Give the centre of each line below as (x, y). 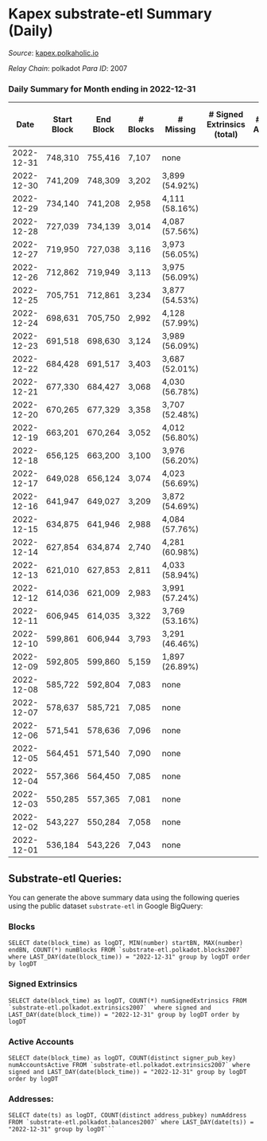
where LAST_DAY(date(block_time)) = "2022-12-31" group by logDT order (129, 957)
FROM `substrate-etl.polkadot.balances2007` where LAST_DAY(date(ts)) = (131, 1123)
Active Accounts (41, 1041)
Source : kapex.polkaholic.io (54, 53)
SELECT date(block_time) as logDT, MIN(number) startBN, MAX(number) (126, 943)
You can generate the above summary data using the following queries (124, 898)
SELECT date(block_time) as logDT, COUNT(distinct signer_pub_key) (122, 1058)
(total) (226, 135)
